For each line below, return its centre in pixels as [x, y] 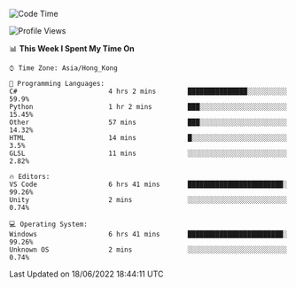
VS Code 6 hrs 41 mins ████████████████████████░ [148, 184]
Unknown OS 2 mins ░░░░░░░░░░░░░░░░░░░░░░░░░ [148, 250]
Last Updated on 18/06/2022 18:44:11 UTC [86, 274]
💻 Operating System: [49, 224]
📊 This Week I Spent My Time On [72, 48]
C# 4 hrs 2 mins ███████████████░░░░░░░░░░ [148, 91]
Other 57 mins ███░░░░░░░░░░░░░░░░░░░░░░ [148, 122]
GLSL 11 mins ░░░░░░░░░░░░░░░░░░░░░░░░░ [148, 153]
